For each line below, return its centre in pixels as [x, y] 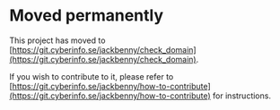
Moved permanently [87, 16]
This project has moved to [57, 40]
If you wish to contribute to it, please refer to [92, 76]
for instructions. [242, 96]
